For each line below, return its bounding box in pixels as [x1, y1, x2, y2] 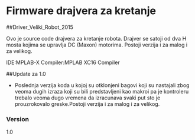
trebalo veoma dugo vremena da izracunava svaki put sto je [14, 94, 161, 101]
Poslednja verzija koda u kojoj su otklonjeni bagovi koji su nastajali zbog [14, 81, 190, 89]
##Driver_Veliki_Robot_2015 [6, 24, 74, 31]
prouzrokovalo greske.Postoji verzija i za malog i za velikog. [14, 100, 160, 107]
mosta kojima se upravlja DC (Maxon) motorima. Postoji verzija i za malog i [6, 41, 188, 48]
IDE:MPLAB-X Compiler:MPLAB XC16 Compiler [6, 59, 120, 66]
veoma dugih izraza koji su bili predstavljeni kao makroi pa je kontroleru [14, 88, 189, 95]
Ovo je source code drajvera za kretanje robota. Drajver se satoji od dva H [6, 35, 187, 42]
